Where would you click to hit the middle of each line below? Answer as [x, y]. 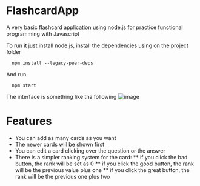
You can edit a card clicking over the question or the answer [90, 151]
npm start [24, 85]
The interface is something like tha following [62, 96]
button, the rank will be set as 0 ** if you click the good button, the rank [105, 164]
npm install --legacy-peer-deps [53, 63]
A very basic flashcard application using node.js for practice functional [95, 27]
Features [29, 121]
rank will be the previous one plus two [62, 176]
